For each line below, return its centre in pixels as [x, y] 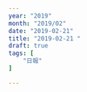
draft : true [28, 46]
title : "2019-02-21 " [45, 38]
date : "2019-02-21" [41, 31]
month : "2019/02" [37, 23]
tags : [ [21, 53]
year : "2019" [30, 16]
